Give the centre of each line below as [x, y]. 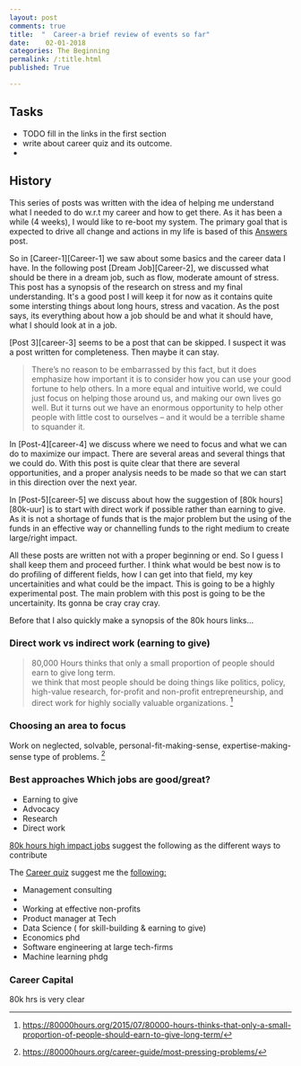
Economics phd [51, 937]
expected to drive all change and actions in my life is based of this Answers [149, 231]
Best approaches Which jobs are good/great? [110, 780]
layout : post [34, 18]
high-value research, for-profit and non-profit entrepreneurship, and [157, 692]
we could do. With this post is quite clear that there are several [125, 463]
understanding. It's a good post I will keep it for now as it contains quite [141, 296]
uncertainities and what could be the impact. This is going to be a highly [142, 584]
